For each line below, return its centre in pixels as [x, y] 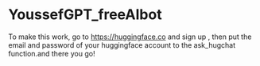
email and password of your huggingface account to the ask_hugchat [122, 45]
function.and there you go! [52, 53]
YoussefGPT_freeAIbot [85, 15]
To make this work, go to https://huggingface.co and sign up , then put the [130, 37]
